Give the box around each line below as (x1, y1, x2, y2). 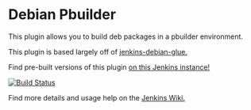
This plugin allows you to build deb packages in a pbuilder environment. (8, 32, 244, 41)
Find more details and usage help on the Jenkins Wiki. (8, 93, 185, 102)
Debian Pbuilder (8, 6, 117, 24)
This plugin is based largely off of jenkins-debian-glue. (8, 47, 188, 56)
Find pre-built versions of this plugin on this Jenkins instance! (8, 62, 210, 72)
